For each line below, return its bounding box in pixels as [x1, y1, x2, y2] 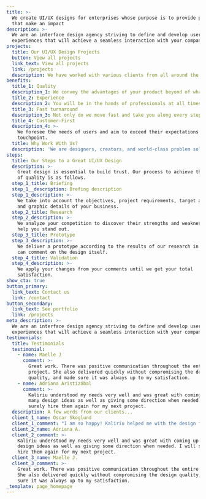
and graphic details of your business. [17, 203, 120, 210]
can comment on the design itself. [17, 249, 109, 255]
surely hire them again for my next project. [28, 403, 147, 409]
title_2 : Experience [12, 95, 64, 101]
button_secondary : [6, 301, 53, 307]
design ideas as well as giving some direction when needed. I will [17, 443, 196, 449]
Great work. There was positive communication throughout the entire [17, 466, 199, 472]
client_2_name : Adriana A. [12, 426, 81, 432]
